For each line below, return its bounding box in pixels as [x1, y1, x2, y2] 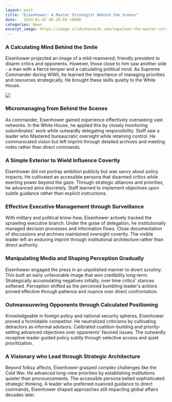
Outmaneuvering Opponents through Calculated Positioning [5, 301, 158, 308]
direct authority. [5, 242, 39, 248]
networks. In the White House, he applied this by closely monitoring [5, 122, 148, 128]
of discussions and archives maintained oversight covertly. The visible [5, 231, 154, 237]
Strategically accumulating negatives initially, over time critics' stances [5, 277, 155, 283]
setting [5, 329, 20, 335]
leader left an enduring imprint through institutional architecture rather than [5, 237, 164, 243]
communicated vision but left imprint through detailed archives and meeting [5, 138, 165, 144]
